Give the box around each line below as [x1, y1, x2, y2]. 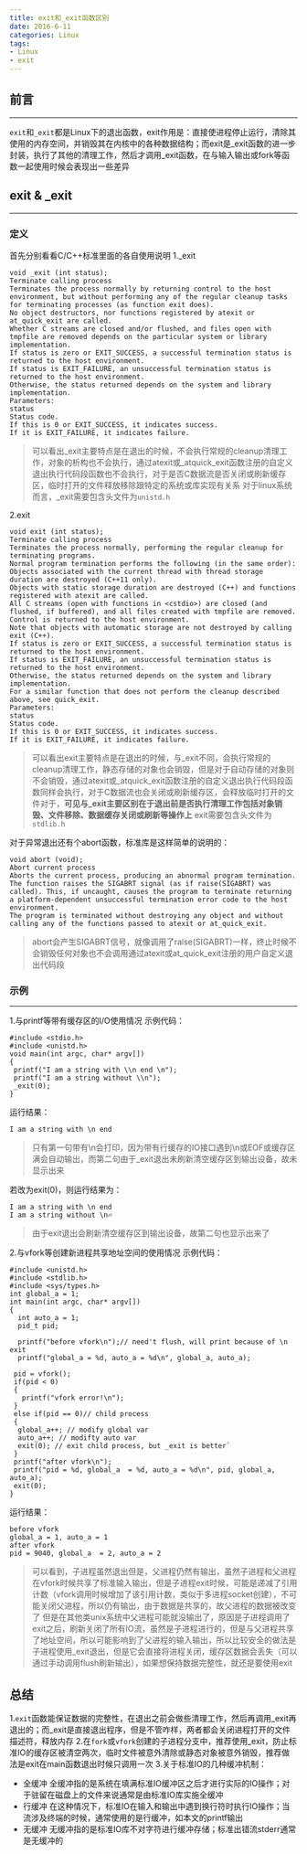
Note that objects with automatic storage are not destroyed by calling [9, 623, 292, 632]
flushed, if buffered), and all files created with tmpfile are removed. [9, 607, 297, 616]
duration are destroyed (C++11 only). [9, 575, 157, 584]
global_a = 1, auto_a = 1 [9, 1533, 108, 1542]
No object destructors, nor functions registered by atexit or [9, 308, 256, 317]
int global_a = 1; [9, 1290, 79, 1299]
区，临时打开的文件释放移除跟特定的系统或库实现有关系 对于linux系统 [31, 479, 292, 490]
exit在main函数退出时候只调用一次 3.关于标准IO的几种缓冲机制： [25, 1759, 268, 1770]
